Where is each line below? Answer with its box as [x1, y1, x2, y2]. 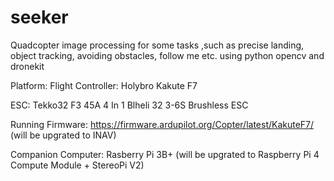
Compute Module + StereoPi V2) [10, 159, 145, 171]
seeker [10, 6, 69, 29]
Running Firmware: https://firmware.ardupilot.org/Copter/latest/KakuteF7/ [10, 118, 315, 130]
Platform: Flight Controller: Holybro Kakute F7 [10, 79, 198, 91]
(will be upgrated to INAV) [10, 129, 117, 141]
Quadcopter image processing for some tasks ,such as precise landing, [10, 39, 305, 51]
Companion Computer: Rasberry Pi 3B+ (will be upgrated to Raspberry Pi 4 [10, 148, 320, 160]
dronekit [10, 60, 45, 72]
